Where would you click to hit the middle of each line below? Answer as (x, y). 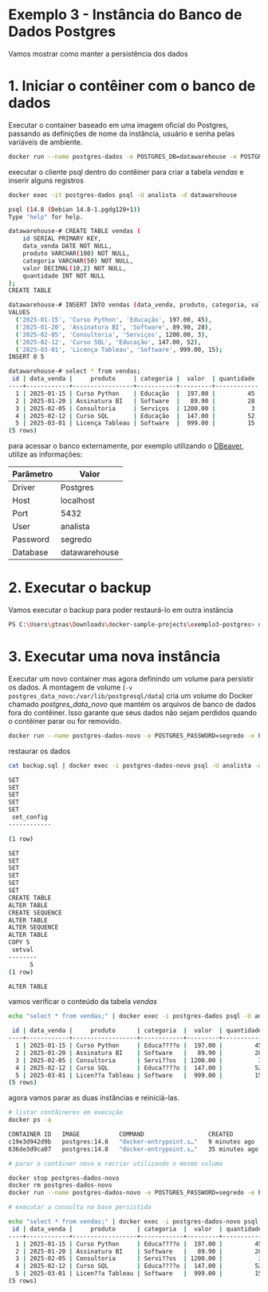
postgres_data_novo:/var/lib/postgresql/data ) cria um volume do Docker (131, 695)
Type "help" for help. (46, 217)
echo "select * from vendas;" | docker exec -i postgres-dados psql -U (130, 1016)
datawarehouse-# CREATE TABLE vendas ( (75, 231)
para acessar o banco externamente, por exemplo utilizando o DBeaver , (126, 446)
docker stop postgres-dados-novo (64, 1178)
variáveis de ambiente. (45, 142)
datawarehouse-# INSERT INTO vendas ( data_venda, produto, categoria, (128, 305)
